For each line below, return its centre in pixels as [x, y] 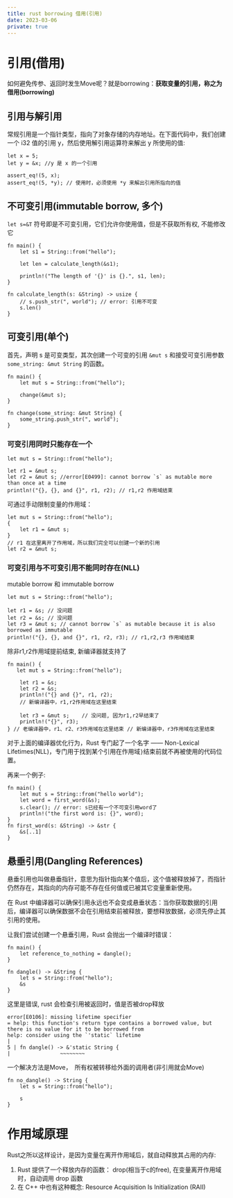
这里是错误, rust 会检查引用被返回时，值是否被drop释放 [86, 1004]
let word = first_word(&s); [60, 800]
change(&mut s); [43, 395]
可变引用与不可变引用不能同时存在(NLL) [74, 568]
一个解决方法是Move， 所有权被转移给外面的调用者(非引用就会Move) [106, 1068]
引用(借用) [36, 63]
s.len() [31, 307]
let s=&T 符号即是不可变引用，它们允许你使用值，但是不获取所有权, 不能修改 [116, 223]
